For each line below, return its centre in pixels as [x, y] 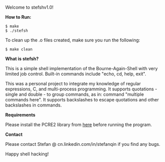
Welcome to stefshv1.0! [30, 7]
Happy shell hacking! [27, 154]
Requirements [20, 115]
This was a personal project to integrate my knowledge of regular [73, 84]
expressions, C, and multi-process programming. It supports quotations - [81, 89]
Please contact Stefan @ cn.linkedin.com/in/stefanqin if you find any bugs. [83, 144]
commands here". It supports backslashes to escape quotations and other [82, 100]
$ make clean [19, 49]
